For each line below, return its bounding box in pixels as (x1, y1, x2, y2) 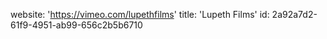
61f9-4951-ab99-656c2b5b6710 (10, 19, 143, 31)
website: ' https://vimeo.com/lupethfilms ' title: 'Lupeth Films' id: (10, 9, 270, 20)
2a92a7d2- (271, 9, 318, 20)
